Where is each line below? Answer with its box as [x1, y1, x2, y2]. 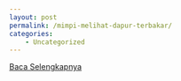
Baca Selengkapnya [9, 62, 83, 72]
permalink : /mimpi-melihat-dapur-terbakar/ [9, 21, 173, 30]
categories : [9, 29, 53, 38]
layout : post [9, 12, 58, 22]
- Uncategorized [25, 37, 86, 47]
